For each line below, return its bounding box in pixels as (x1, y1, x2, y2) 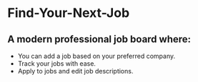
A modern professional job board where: (7, 33, 192, 45)
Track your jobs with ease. (17, 59, 96, 68)
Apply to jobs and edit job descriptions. (17, 67, 134, 75)
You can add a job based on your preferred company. (17, 52, 176, 60)
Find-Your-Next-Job (7, 5, 130, 21)
